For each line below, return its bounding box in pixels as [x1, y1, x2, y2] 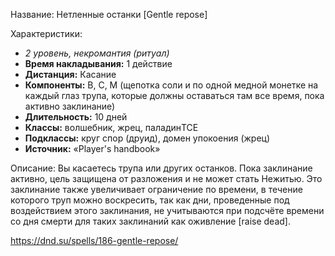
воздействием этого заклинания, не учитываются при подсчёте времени [10, 205, 325, 216]
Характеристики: [10, 28, 83, 39]
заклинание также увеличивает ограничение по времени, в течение [10, 184, 303, 195]
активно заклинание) [24, 100, 116, 112]
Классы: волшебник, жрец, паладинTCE [24, 122, 199, 133]
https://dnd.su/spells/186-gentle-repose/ [10, 235, 179, 246]
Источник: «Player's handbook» [24, 143, 161, 154]
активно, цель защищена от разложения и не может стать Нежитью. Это [10, 173, 323, 184]
